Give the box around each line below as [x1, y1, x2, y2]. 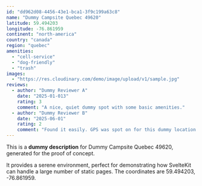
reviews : [6, 82, 28, 88]
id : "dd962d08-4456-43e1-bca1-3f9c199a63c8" [6, 8, 120, 15]
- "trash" [11, 65, 36, 71]
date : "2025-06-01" [17, 115, 67, 121]
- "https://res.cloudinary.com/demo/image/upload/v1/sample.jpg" [11, 76, 180, 82]
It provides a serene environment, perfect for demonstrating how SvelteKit [6, 161, 192, 168]
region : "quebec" [6, 43, 50, 49]
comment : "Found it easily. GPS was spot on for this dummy [17, 127, 172, 133]
